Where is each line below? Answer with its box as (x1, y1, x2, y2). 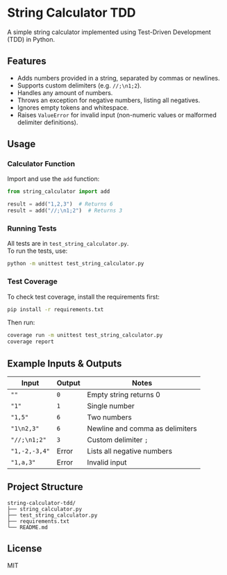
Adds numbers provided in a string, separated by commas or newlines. (17, 74, 220, 82)
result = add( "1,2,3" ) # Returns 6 (7, 201, 113, 208)
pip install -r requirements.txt (7, 306, 104, 313)
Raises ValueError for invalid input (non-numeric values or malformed (17, 110, 217, 119)
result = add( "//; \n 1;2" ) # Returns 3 (7, 207, 123, 215)
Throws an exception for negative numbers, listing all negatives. (17, 96, 201, 104)
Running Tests (7, 224, 57, 233)
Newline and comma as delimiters (87, 424, 198, 433)
